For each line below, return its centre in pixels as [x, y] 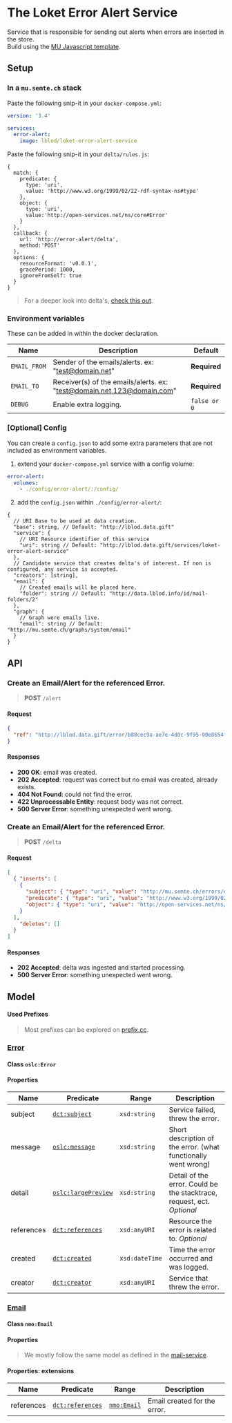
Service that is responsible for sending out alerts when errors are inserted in [116, 32]
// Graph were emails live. [60, 618]
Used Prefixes [28, 1015]
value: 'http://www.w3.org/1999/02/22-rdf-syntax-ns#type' [112, 191]
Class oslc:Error [32, 1064]
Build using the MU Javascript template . [64, 46]
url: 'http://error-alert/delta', [69, 240]
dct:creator [72, 1282]
